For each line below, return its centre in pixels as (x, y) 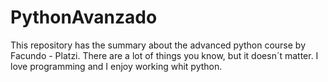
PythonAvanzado (84, 17)
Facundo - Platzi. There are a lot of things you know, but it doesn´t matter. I (164, 55)
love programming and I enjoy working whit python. (116, 66)
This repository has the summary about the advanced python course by (158, 45)
